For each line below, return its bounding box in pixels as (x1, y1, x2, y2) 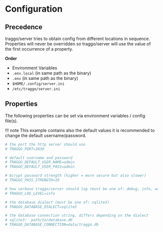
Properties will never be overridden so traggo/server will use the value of (5, 41, 151, 47)
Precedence (5, 23, 43, 31)
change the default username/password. (5, 133, 86, 138)
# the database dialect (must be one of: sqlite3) (5, 200, 110, 205)
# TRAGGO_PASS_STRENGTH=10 (5, 178, 60, 183)
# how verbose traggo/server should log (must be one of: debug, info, (5, 186, 153, 191)
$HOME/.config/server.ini (12, 81, 65, 86)
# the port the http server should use (5, 142, 86, 147)
